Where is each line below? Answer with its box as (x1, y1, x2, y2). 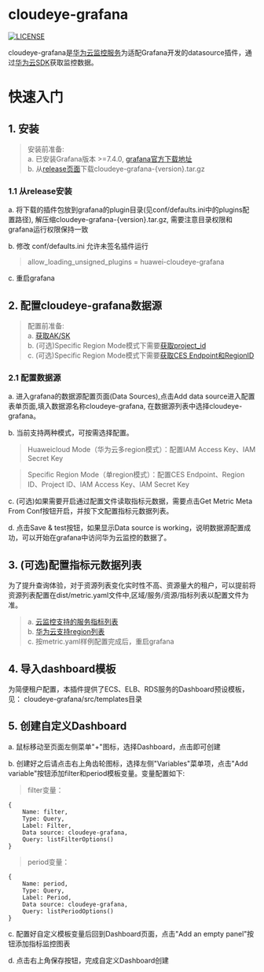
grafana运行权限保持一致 (8, 224, 89, 234)
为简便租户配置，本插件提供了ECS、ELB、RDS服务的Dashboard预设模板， (8, 684, 249, 694)
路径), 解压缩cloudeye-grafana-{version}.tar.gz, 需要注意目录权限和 (14, 215, 233, 224)
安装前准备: (27, 144, 64, 154)
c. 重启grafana (8, 273, 55, 283)
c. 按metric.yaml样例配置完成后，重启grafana (27, 636, 174, 647)
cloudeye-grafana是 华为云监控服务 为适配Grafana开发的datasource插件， (8, 47, 246, 57)
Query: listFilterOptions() (22, 835, 114, 844)
